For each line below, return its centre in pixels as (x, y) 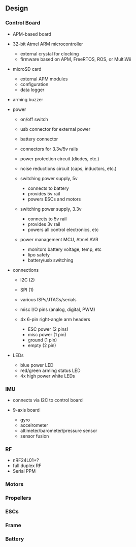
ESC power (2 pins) (48, 329)
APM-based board (32, 34)
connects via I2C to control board (47, 400)
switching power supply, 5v (49, 178)
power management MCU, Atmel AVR (59, 239)
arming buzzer (28, 99)
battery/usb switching (50, 260)
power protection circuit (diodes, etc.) (60, 159)
